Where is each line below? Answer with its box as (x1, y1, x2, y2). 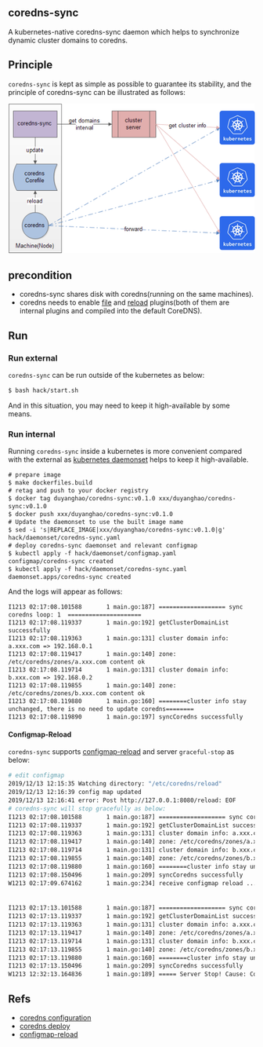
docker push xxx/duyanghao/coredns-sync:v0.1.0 (15, 511, 174, 518)
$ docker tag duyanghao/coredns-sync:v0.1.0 (8, 495, 156, 503)
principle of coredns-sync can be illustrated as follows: (8, 87, 186, 97)
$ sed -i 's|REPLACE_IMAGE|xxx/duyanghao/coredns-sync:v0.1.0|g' (8, 526, 225, 534)
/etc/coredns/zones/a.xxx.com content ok (8, 658, 146, 666)
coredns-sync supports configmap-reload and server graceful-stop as (8, 747, 235, 756)
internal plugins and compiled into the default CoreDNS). (19, 306, 203, 316)
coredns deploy (19, 1021, 70, 1031)
